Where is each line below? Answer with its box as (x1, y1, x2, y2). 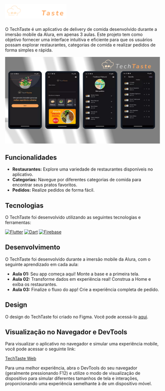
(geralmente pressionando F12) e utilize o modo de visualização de (5, 370, 141, 376)
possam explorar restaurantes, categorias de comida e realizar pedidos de (5, 42, 156, 48)
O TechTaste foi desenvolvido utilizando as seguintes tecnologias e (5, 214, 141, 220)
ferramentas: (5, 220, 31, 225)
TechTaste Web (5, 356, 37, 362)
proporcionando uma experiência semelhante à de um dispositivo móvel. (5, 381, 152, 387)
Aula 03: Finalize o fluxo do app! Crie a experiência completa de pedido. (12, 286, 160, 293)
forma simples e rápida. (5, 47, 53, 53)
